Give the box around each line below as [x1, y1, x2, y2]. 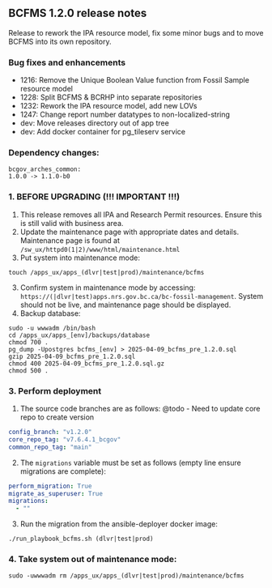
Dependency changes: [8, 147, 100, 159]
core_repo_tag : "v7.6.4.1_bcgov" [8, 435, 121, 444]
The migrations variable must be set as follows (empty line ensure [19, 458, 241, 467]
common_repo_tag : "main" [8, 443, 92, 451]
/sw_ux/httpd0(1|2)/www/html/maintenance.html [19, 245, 181, 254]
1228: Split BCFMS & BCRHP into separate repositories [19, 92, 202, 102]
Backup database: [19, 308, 81, 318]
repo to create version [19, 412, 95, 422]
